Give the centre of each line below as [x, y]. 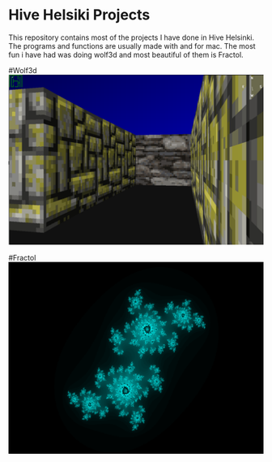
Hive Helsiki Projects [79, 15]
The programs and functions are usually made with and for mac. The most [132, 45]
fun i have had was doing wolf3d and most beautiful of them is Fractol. [126, 54]
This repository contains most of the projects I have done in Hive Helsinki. [132, 37]
